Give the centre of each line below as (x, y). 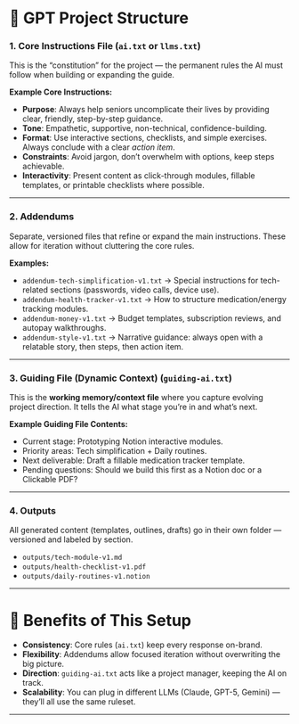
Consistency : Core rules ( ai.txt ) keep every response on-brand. (142, 645)
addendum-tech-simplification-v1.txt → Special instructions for (140, 280)
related (35, 290)
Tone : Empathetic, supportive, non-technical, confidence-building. (144, 128)
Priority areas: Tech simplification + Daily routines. (114, 451)
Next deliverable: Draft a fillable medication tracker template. (133, 461)
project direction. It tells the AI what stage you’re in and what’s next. (133, 407)
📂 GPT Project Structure (99, 18)
